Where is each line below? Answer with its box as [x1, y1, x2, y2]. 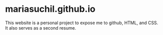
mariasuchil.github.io [5, 3, 96, 15]
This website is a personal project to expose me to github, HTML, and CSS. [5, 20, 159, 26]
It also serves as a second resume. [5, 25, 76, 31]
